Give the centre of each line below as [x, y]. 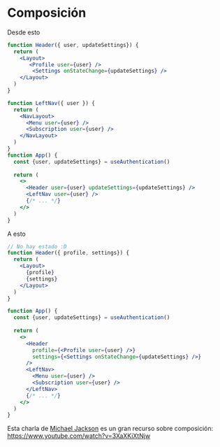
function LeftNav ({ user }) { [51, 103]
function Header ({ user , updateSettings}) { [73, 45]
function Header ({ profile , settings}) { [68, 253]
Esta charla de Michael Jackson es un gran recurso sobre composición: [110, 429]
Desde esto [24, 32]
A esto [16, 234]
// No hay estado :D [37, 246]
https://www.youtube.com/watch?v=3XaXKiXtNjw [79, 436]
